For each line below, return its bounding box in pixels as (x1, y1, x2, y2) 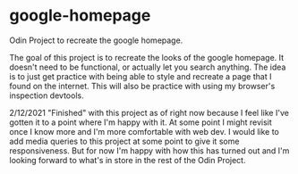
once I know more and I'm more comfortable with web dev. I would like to (9, 126, 279, 137)
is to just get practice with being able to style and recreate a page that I (9, 70, 272, 81)
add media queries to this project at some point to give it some (9, 136, 240, 146)
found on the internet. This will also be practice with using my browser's (9, 80, 276, 91)
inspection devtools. (9, 90, 84, 101)
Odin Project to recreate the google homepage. (9, 35, 183, 46)
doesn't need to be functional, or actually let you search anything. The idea (9, 62, 286, 72)
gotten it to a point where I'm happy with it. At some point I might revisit (9, 117, 273, 128)
